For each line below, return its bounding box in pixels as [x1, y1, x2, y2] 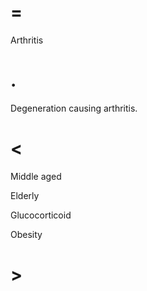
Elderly [10, 189, 40, 201]
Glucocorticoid [10, 209, 72, 221]
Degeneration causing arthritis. [10, 102, 138, 114]
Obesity [10, 228, 43, 240]
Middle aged [10, 170, 62, 182]
